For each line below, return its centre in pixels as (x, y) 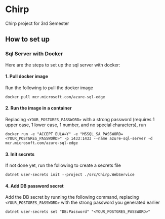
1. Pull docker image (27, 77)
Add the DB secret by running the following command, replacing (72, 197)
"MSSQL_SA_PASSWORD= (102, 134)
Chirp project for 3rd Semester (37, 23)
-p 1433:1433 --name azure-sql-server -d (108, 139)
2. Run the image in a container (38, 108)
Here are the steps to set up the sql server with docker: (63, 65)
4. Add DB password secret (35, 186)
